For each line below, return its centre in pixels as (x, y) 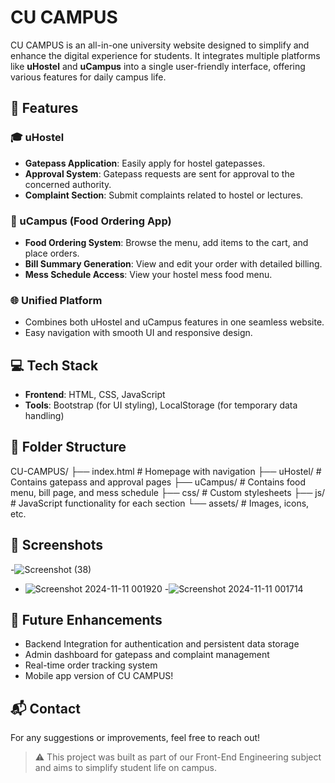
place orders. (52, 253)
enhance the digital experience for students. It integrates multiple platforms (165, 55)
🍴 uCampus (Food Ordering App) (91, 221)
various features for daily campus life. (88, 77)
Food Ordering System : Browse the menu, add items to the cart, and (166, 242)
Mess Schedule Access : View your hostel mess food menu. (148, 274)
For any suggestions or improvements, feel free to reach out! (135, 738)
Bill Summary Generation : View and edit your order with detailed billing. (173, 263)
